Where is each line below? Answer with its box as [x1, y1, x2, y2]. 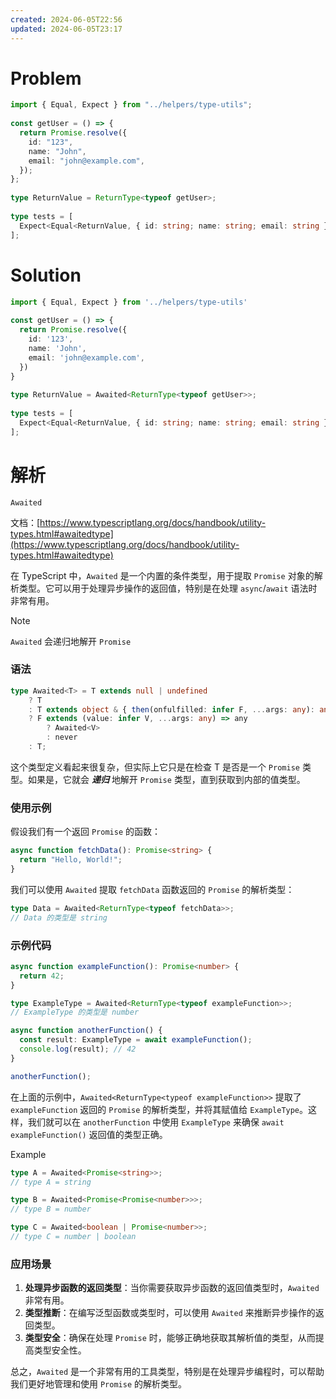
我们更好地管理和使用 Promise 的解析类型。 [10, 1378, 187, 1390]
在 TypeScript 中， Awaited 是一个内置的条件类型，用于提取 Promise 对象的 [10, 569, 315, 581]
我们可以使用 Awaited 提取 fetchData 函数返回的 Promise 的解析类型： [10, 883, 295, 895]
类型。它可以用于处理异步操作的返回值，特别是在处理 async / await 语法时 [18, 582, 318, 594]
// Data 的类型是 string [10, 912, 108, 923]
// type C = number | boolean [10, 1232, 137, 1242]
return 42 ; [19, 971, 65, 981]
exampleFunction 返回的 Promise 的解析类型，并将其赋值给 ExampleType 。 [10, 1103, 309, 1115]
